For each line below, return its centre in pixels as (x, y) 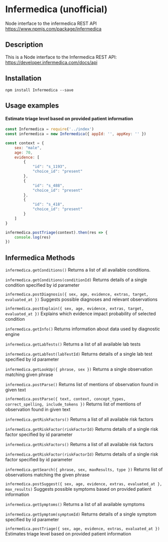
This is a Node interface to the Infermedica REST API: (61, 57)
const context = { (25, 143)
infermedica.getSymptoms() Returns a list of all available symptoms (75, 504)
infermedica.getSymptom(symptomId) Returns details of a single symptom (81, 514)
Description (24, 45)
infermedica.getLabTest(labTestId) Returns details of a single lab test (79, 354)
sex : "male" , (28, 148)
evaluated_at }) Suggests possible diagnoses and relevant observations (81, 299)
